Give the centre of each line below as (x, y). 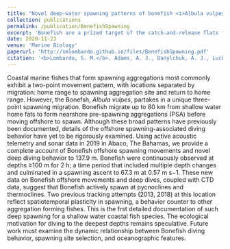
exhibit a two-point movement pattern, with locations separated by (101, 85)
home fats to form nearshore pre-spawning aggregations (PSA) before (106, 114)
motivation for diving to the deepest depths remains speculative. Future (108, 223)
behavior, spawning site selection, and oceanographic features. (97, 238)
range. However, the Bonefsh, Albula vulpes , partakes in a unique (99, 99)
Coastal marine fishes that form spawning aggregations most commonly (109, 78)
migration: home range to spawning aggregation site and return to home (109, 92)
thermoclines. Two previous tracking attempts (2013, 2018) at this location (112, 194)
